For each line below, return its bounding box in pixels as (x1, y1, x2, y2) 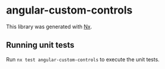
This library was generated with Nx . (6, 23, 92, 30)
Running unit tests (6, 40, 75, 50)
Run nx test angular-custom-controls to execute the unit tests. (6, 55, 160, 63)
